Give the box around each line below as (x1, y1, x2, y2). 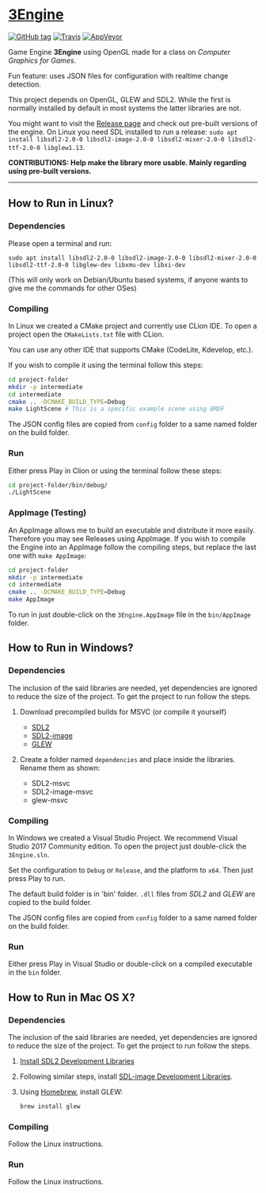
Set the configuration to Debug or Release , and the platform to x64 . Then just (8, 865, 253, 875)
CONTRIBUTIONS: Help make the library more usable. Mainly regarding (8, 157, 247, 167)
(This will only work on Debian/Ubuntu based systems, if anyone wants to (8, 275, 249, 284)
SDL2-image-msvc (31, 787, 93, 796)
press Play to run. (8, 874, 66, 883)
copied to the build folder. (8, 898, 93, 906)
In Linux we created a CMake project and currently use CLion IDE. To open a (8, 321, 257, 330)
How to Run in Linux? (8, 197, 114, 210)
